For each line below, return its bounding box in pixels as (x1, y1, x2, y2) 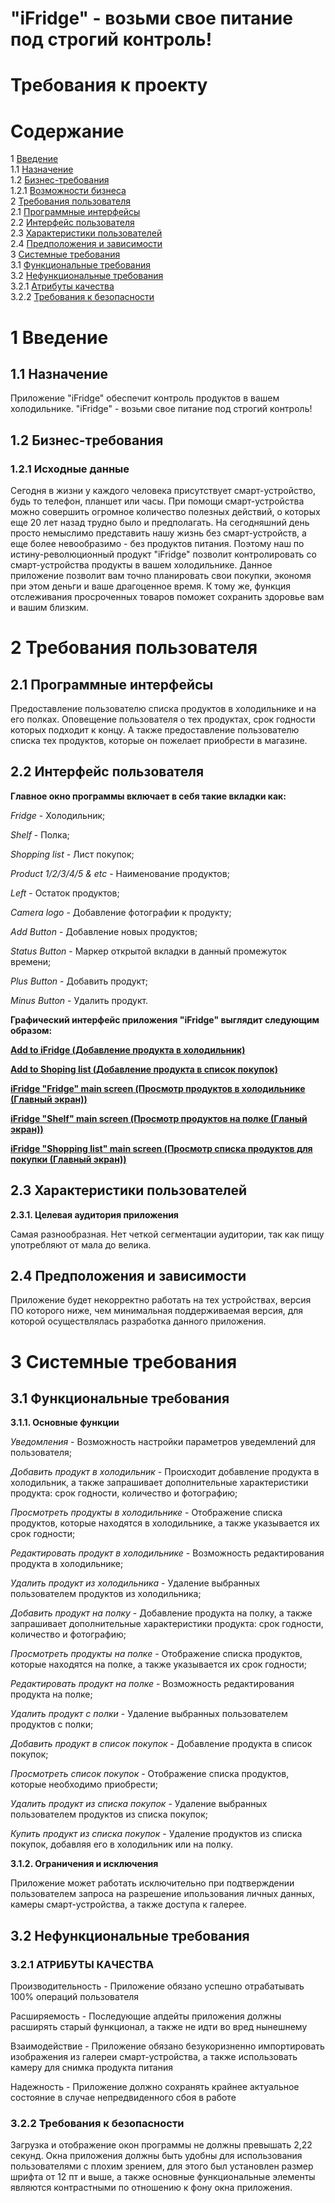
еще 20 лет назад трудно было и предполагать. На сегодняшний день (10, 517, 310, 528)
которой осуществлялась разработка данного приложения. (10, 1315, 267, 1327)
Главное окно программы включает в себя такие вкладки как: (10, 790, 287, 802)
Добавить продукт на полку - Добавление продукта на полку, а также (10, 1607, 313, 1619)
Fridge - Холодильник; (10, 809, 106, 821)
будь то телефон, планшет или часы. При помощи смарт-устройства (10, 495, 305, 507)
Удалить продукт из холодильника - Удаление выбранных (10, 1577, 261, 1589)
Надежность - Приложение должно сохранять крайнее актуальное (10, 2081, 300, 2093)
